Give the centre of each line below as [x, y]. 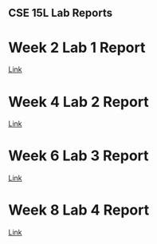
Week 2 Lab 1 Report [77, 47]
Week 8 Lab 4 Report [79, 210]
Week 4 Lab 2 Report [78, 102]
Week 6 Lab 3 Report [78, 156]
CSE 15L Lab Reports [61, 13]
